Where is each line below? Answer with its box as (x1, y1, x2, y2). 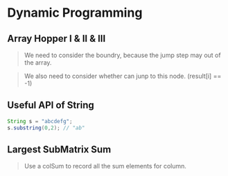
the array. (24, 58, 52, 67)
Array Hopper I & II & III (7, 33, 106, 45)
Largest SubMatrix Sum (7, 143, 112, 155)
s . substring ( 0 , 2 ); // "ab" (7, 124, 85, 131)
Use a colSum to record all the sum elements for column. (24, 162, 187, 170)
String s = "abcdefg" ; (7, 118, 73, 125)
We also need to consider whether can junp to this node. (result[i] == (24, 72, 222, 80)
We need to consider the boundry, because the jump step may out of (24, 51, 221, 59)
